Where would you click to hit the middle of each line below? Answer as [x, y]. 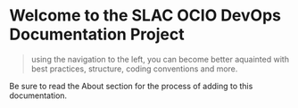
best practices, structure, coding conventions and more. [134, 69]
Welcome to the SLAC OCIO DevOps [145, 16]
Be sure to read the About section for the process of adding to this [131, 86]
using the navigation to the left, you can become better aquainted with [160, 59]
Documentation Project [97, 34]
